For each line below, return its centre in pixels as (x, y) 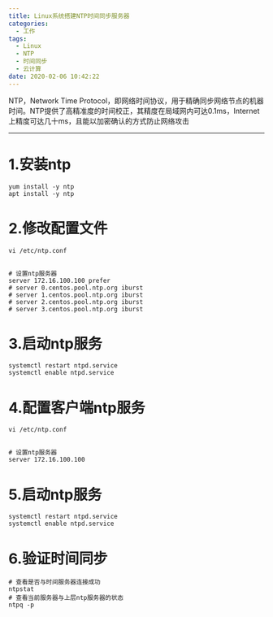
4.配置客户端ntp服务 (77, 408)
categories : (28, 24)
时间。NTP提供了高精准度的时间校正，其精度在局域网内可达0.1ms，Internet (134, 111)
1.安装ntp (40, 164)
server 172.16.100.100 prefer (60, 280)
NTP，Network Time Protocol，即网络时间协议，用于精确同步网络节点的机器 (136, 100)
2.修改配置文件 (58, 228)
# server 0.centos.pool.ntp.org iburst (76, 288)
